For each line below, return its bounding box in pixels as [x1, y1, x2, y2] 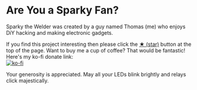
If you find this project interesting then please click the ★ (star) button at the [6, 41, 192, 48]
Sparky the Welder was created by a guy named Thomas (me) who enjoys [6, 23, 186, 30]
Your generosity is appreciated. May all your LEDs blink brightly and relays [6, 71, 186, 78]
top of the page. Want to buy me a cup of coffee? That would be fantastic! [6, 46, 186, 54]
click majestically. [6, 77, 49, 84]
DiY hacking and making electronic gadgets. [6, 29, 113, 36]
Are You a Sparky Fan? [6, 4, 119, 17]
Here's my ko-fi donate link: [6, 53, 74, 60]
